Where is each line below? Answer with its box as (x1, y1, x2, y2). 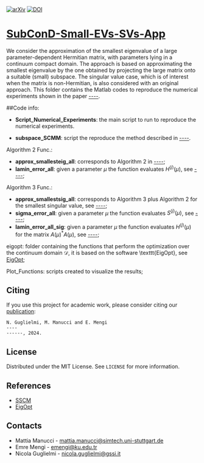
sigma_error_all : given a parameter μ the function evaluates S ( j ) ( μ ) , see (15, 208, 194, 217)
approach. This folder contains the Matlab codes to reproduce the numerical (6, 86, 198, 93)
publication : (6, 308, 36, 315)
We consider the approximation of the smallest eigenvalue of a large (6, 47, 178, 54)
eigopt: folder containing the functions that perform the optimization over (6, 242, 190, 249)
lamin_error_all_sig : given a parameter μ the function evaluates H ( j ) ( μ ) (15, 222, 192, 231)
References (6, 380, 51, 391)
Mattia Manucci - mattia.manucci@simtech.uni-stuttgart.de (15, 437, 164, 444)
